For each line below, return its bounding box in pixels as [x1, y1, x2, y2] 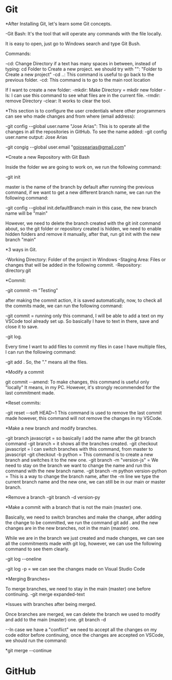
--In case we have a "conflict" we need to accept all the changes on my [5, 626, 157, 633]
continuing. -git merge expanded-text [5, 591, 85, 597]
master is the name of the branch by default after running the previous [5, 183, 154, 190]
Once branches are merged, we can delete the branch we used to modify [5, 611, 161, 617]
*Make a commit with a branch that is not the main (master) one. [5, 504, 142, 510]
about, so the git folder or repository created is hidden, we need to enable [5, 225, 162, 232]
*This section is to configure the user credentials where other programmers [5, 107, 166, 114]
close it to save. [5, 323, 39, 329]
